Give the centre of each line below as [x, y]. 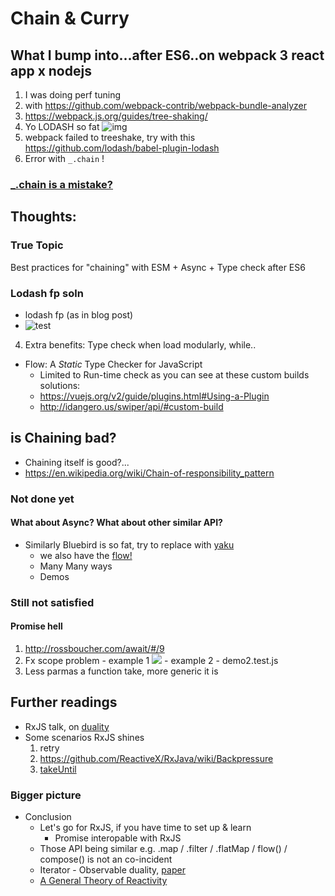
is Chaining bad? [63, 438]
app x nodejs [51, 70]
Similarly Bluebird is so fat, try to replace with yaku [129, 544]
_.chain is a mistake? [62, 184]
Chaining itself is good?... [77, 462]
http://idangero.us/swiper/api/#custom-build [131, 406]
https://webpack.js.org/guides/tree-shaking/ [116, 116]
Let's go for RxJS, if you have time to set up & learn [145, 828]
